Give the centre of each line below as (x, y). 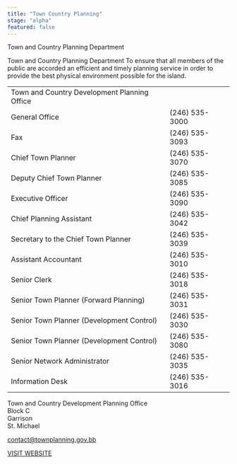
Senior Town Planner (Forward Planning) (78, 300)
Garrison (20, 419)
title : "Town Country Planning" (55, 14)
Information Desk (39, 381)
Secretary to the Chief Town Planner (71, 239)
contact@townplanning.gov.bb (52, 440)
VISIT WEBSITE (30, 453)
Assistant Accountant (47, 260)
